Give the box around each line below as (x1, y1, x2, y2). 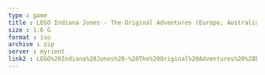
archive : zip (8, 41, 55, 48)
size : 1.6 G (8, 26, 51, 34)
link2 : (8, 55, 34, 63)
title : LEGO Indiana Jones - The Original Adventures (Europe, (8, 19, 224, 27)
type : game (8, 11, 47, 20)
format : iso (8, 33, 51, 41)
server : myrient (8, 48, 65, 55)
